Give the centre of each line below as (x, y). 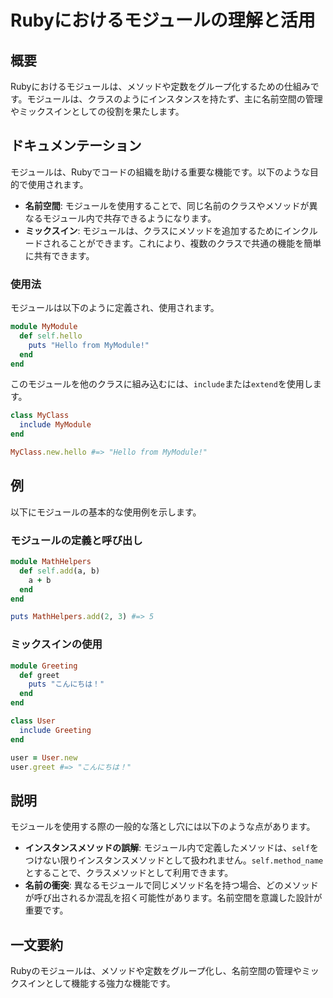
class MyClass (40, 416)
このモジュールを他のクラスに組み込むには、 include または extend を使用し (161, 384)
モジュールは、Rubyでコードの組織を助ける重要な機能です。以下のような (160, 172)
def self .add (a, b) (60, 571)
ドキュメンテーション (76, 146)
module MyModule (44, 327)
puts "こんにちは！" (66, 684)
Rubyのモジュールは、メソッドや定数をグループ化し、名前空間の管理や (156, 971)
